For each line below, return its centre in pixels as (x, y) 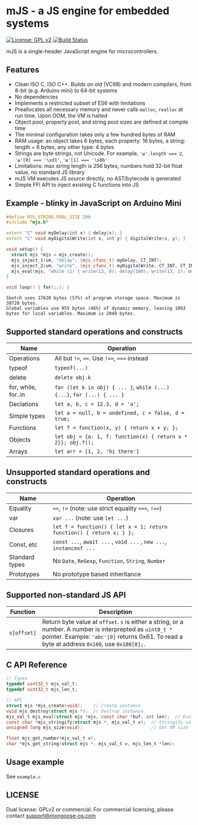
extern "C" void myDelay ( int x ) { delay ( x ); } (64, 233)
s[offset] (23, 633)
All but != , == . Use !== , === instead (101, 358)
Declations (24, 404)
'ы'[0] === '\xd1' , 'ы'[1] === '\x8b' (61, 159)
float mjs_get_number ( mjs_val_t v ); (51, 738)
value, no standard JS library (49, 172)
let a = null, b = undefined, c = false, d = (119, 413)
